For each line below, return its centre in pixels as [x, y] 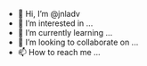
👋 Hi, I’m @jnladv [49, 14]
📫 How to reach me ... [59, 52]
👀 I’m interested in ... [55, 23]
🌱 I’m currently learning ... [65, 33]
